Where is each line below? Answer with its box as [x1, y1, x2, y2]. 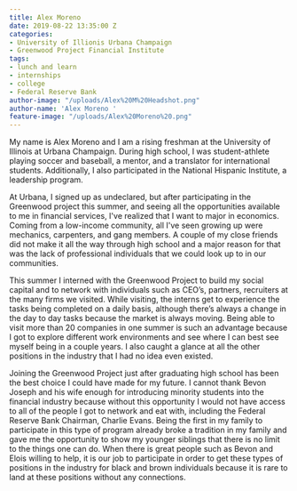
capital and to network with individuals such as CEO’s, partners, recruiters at [9, 285, 288, 295]
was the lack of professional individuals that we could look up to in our [9, 248, 267, 259]
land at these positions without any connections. [9, 472, 186, 483]
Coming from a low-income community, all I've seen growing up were [9, 220, 263, 231]
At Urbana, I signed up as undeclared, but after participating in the [9, 192, 251, 203]
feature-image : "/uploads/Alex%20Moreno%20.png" [9, 112, 192, 121]
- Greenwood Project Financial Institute [9, 46, 165, 55]
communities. [9, 258, 59, 269]
